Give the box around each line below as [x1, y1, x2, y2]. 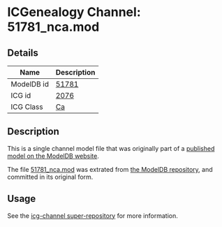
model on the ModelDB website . [7, 152, 100, 160]
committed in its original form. [7, 173, 94, 181]
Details [7, 47, 38, 59]
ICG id [10, 91, 31, 100]
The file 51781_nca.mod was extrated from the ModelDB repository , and [7, 165, 213, 173]
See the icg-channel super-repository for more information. [7, 211, 178, 220]
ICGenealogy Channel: [7, 4, 141, 20]
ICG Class [10, 102, 43, 112]
